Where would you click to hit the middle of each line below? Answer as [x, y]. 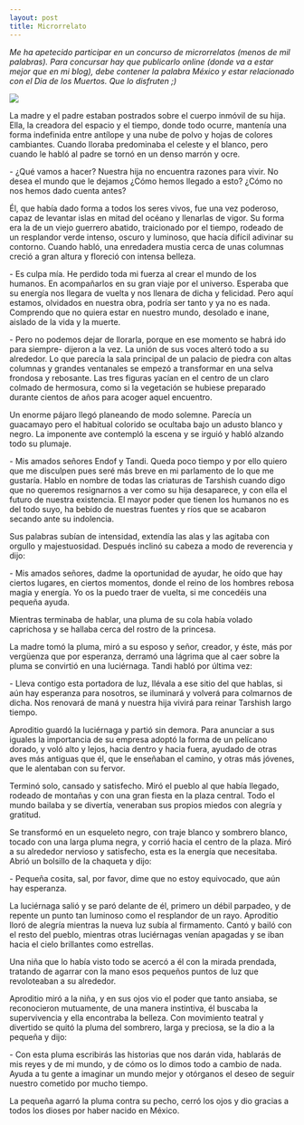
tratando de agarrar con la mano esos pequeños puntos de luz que [134, 971]
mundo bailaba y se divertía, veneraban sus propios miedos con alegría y [146, 805]
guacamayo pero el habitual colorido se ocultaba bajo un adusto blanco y [146, 424]
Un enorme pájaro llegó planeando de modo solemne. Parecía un [130, 415]
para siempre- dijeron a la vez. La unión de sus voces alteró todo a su [139, 348]
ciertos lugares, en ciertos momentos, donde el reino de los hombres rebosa [152, 582]
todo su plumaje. [41, 443]
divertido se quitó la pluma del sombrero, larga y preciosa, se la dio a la [142, 1027]
